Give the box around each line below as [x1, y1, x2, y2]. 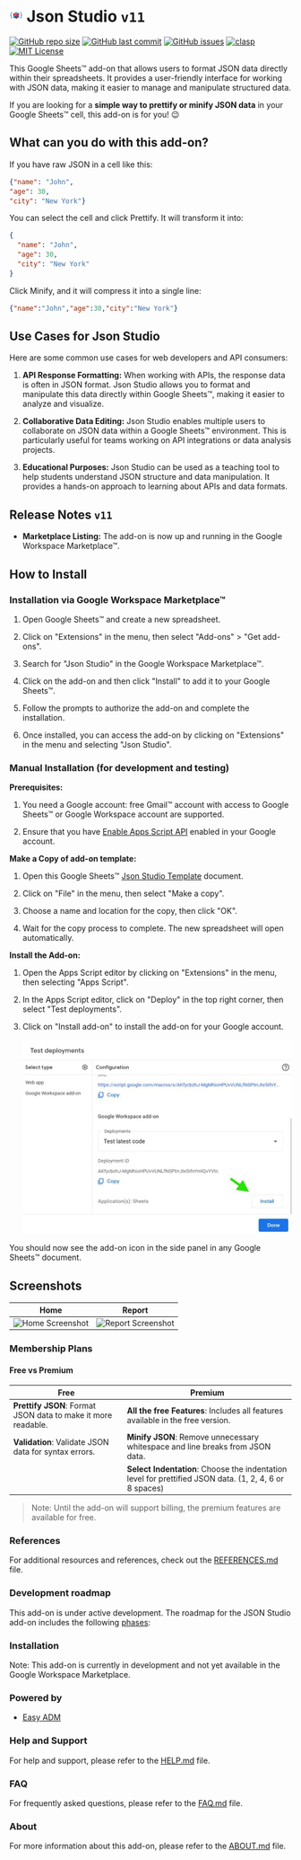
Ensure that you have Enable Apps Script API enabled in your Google [21, 827, 276, 837]
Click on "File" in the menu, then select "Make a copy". [21, 888, 225, 899]
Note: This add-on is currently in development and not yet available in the [9, 1660, 280, 1670]
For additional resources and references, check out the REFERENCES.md [9, 1554, 279, 1565]
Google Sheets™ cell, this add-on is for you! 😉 [9, 109, 180, 120]
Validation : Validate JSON [13, 1436, 109, 1448]
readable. [13, 1420, 48, 1430]
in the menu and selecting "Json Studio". [21, 739, 172, 749]
